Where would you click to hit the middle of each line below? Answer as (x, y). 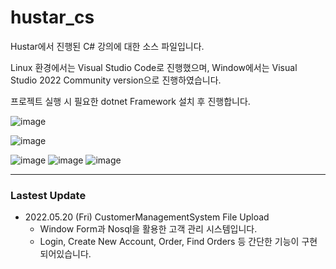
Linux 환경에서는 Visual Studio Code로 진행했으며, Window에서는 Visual (154, 67)
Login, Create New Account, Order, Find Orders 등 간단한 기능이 (169, 242)
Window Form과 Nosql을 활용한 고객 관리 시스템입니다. (148, 229)
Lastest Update (48, 195)
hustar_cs (52, 17)
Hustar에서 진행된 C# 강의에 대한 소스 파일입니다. (107, 46)
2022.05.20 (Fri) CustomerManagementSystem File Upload (147, 217)
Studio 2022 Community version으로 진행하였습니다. (116, 80)
